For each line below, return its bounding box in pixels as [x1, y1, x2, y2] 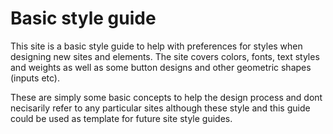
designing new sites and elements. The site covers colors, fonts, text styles [10, 50, 320, 62]
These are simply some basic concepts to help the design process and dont [10, 91, 323, 103]
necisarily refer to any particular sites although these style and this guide [10, 102, 311, 114]
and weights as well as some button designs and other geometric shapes [10, 61, 312, 73]
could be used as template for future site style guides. [10, 112, 233, 124]
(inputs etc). [10, 72, 60, 84]
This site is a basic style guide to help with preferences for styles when [10, 40, 303, 52]
